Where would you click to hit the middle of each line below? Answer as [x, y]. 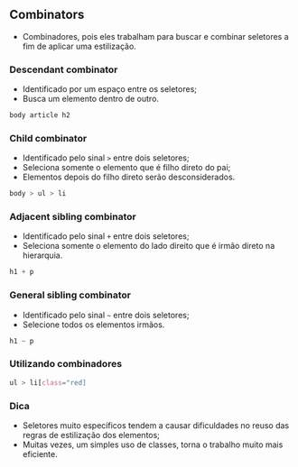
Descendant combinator [64, 69]
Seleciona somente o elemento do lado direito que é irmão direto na [149, 246]
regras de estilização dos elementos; [91, 435]
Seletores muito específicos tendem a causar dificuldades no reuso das [156, 425]
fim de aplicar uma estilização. [79, 46]
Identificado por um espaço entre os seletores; [109, 89]
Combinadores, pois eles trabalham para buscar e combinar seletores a [155, 36]
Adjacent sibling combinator [73, 217]
